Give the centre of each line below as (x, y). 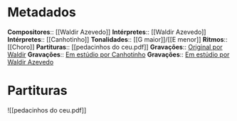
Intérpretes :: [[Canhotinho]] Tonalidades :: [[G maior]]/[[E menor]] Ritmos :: (117, 39)
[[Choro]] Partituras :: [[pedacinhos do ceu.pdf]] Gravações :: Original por (115, 47)
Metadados (42, 12)
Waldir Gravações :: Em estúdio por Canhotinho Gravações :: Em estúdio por (118, 54)
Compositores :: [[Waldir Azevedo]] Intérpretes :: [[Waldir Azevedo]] (107, 32)
